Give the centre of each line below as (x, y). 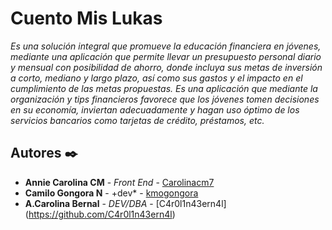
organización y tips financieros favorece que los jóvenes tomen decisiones (165, 99)
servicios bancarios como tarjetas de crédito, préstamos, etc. (137, 120)
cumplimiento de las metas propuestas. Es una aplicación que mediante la (164, 88)
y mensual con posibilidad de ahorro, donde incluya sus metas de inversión (166, 67)
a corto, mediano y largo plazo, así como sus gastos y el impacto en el (156, 78)
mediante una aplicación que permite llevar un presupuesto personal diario (166, 56)
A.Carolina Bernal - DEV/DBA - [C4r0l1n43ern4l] (125, 203)
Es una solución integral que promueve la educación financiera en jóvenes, (166, 46)
